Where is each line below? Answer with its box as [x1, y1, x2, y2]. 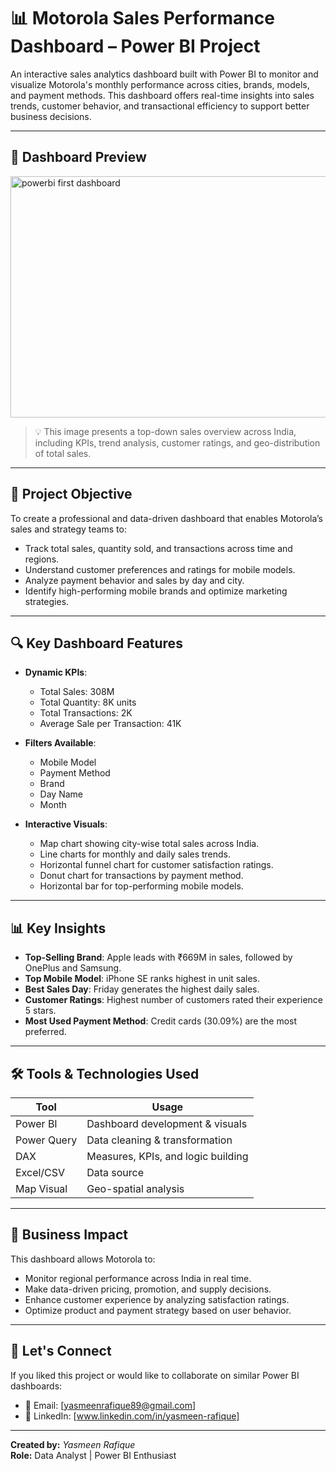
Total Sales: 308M [39, 686, 115, 698]
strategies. [24, 595, 70, 607]
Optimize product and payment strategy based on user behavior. [24, 1304, 292, 1316]
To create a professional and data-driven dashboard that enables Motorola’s [10, 512, 323, 524]
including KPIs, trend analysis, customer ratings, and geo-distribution [34, 436, 321, 449]
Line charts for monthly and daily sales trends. [39, 848, 232, 860]
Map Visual [15, 1182, 68, 1195]
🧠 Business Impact [10, 1226, 128, 1244]
